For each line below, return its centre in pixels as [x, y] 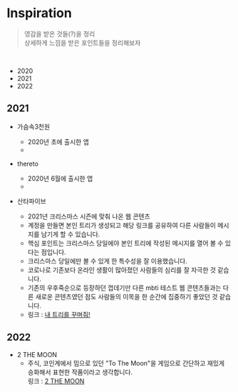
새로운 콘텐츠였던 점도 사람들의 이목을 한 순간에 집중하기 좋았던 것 [126, 296]
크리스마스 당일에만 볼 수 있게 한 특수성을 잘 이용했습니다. [108, 261]
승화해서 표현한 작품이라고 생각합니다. [80, 372]
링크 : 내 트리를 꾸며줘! [59, 314]
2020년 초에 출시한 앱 [58, 141]
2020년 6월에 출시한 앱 [60, 178]
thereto [27, 164]
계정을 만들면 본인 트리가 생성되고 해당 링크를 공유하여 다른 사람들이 [122, 225]
